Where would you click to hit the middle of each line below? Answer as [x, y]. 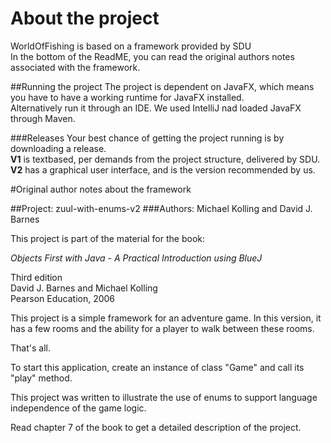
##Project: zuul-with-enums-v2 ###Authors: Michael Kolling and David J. [161, 208]
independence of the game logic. [78, 408]
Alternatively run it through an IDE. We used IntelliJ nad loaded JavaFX [156, 108]
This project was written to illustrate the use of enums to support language [164, 397]
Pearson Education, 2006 [63, 298]
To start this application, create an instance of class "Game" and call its [157, 367]
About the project [85, 18]
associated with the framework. [75, 67]
